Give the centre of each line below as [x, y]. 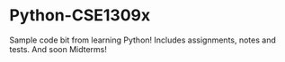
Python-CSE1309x [80, 15]
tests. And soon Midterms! [58, 49]
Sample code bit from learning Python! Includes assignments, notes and [142, 40]
